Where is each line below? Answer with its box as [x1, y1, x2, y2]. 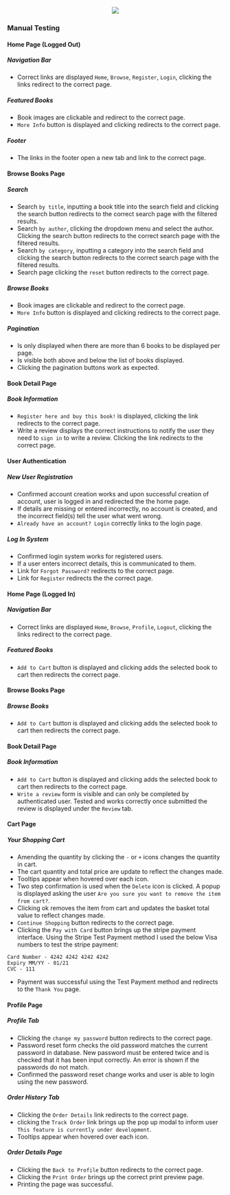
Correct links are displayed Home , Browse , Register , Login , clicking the [16, 73, 212, 82]
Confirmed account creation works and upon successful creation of [16, 490, 209, 498]
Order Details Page [7, 1148, 63, 1157]
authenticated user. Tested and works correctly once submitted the [16, 797, 208, 805]
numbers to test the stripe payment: [16, 940, 119, 949]
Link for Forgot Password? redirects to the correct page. [16, 567, 174, 575]
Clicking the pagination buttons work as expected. [16, 363, 160, 371]
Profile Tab [7, 1017, 39, 1025]
